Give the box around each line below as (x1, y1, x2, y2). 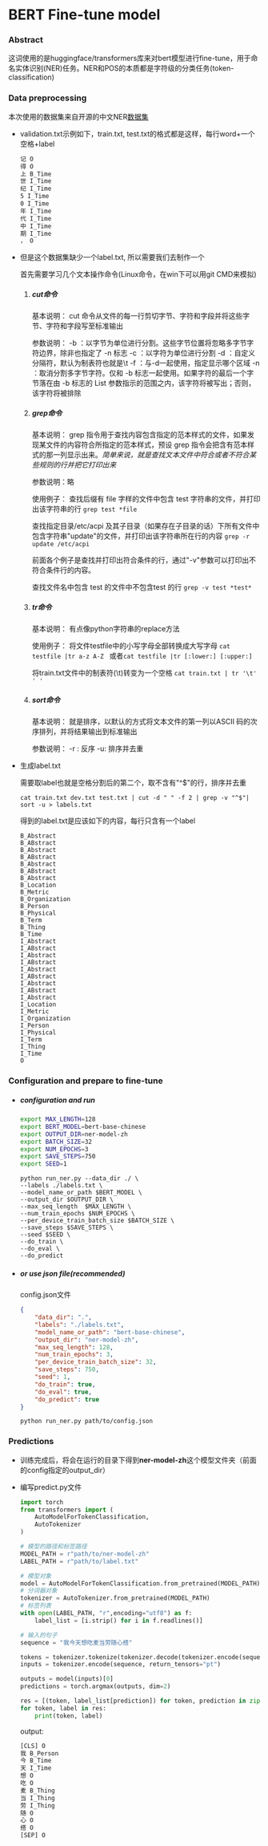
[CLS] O (19, 1742, 46, 1750)
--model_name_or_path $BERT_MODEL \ (19, 1189, 142, 1197)
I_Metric (19, 1008, 50, 1016)
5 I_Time (19, 193, 50, 201)
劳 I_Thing (19, 1801, 55, 1810)
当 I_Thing (19, 1794, 55, 1802)
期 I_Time (19, 229, 52, 237)
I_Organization (19, 1015, 71, 1023)
